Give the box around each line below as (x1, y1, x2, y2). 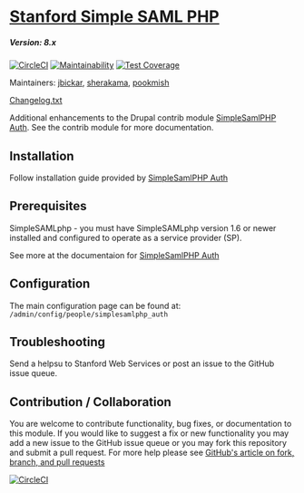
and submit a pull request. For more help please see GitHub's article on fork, (9, 447, 295, 459)
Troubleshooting (9, 333, 106, 350)
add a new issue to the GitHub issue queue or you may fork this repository (9, 438, 288, 449)
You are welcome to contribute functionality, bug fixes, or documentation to (9, 419, 292, 430)
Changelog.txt (9, 95, 63, 106)
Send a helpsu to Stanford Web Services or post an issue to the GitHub (9, 358, 275, 369)
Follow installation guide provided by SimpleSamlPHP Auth (9, 172, 229, 183)
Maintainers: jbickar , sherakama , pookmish (9, 77, 170, 88)
